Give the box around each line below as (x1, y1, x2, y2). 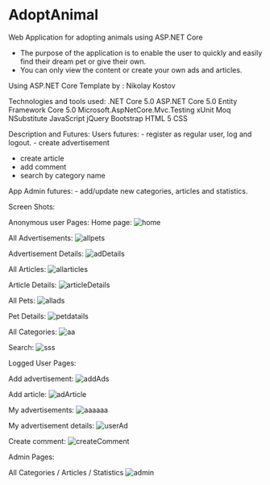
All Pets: (8, 295, 36, 305)
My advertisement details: (8, 420, 95, 430)
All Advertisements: (8, 232, 74, 243)
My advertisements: (8, 405, 75, 415)
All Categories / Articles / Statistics (8, 467, 124, 477)
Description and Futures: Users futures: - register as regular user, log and (8, 129, 252, 139)
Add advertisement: (8, 374, 74, 383)
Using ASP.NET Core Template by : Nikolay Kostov (8, 81, 176, 90)
